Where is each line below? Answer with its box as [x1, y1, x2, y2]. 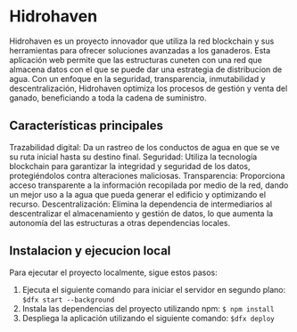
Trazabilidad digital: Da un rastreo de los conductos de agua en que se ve [9, 142, 280, 152]
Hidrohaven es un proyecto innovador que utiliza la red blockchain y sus [9, 36, 275, 46]
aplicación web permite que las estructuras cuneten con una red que [9, 54, 263, 65]
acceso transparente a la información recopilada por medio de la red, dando [9, 180, 289, 190]
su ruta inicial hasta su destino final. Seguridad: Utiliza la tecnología [9, 151, 258, 162]
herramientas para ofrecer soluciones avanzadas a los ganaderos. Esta [9, 45, 271, 55]
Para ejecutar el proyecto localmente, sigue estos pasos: [9, 267, 219, 278]
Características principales [9, 118, 163, 134]
